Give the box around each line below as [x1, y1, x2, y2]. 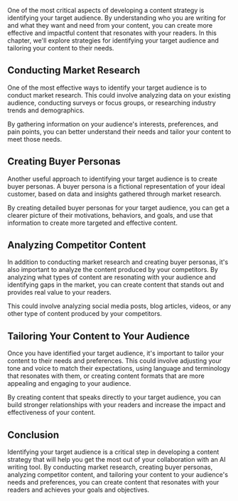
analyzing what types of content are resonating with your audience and [7, 273, 217, 282]
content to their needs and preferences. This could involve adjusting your [7, 357, 222, 365]
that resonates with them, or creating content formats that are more [7, 371, 205, 380]
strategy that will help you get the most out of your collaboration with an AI [7, 455, 226, 464]
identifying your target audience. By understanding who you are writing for [7, 14, 226, 22]
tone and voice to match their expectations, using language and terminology [7, 364, 231, 373]
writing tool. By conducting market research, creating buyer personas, [7, 463, 213, 472]
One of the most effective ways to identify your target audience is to [7, 83, 207, 92]
